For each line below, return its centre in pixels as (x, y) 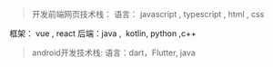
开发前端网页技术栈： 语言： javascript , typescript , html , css (148, 14)
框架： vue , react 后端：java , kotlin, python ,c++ (103, 33)
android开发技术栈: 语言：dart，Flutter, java (113, 53)
